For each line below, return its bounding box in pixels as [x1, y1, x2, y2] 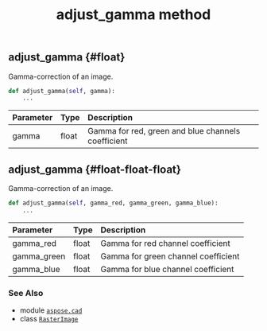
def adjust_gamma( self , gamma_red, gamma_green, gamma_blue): [8, 199, 219, 208]
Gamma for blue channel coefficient [100, 263, 234, 275]
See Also [8, 287, 44, 298]
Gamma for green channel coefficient [100, 251, 240, 262]
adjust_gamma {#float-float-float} [8, 162, 181, 176]
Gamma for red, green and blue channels [87, 126, 241, 137]
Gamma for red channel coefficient [100, 237, 230, 248]
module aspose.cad [19, 306, 83, 315]
